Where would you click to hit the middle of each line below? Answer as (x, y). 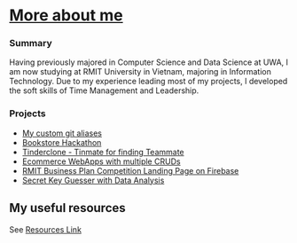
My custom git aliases (62, 133)
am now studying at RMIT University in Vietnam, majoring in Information (141, 72)
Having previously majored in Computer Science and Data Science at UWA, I (149, 62)
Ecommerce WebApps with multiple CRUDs (101, 161)
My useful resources (67, 208)
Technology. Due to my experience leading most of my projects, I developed (148, 82)
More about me (66, 16)
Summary (31, 43)
